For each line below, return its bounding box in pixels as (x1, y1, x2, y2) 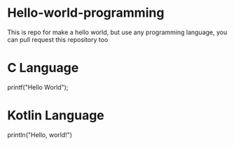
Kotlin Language (7, 108, 105, 124)
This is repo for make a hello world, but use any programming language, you (7, 28, 228, 36)
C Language (7, 60, 79, 76)
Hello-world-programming (7, 5, 165, 21)
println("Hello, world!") (7, 131, 72, 139)
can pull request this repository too (7, 35, 109, 43)
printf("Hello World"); (7, 82, 69, 92)
